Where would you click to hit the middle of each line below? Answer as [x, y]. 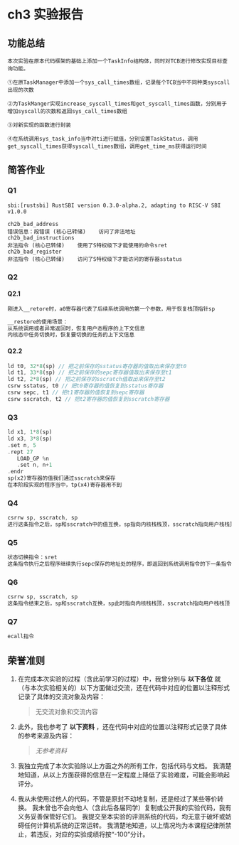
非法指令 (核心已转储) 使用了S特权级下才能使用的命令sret [87, 245]
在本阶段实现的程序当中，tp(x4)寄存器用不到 [65, 485]
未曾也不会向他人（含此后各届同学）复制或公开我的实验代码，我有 [135, 808]
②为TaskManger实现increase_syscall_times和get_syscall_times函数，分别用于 [117, 104]
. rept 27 [20, 452]
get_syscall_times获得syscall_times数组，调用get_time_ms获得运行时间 [107, 146]
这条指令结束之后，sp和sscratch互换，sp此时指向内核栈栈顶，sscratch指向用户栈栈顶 [118, 604]
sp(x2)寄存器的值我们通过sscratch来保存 [62, 478]
